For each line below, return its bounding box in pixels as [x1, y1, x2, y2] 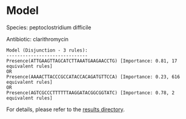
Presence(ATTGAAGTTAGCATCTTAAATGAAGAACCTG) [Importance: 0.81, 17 [6, 58, 178, 64]
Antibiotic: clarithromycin [6, 35, 68, 42]
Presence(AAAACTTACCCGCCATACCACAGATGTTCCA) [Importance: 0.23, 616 [6, 73, 181, 80]
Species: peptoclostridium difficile [6, 24, 91, 31]
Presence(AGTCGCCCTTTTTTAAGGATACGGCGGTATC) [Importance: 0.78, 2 [6, 89, 174, 96]
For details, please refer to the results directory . [6, 106, 125, 113]
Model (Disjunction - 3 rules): [6, 47, 88, 53]
